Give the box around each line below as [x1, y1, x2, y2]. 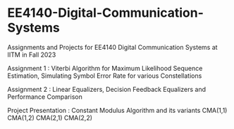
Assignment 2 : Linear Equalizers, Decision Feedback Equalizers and [7, 85, 207, 93]
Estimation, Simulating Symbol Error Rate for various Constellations [7, 72, 202, 80]
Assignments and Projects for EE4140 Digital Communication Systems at [7, 43, 218, 51]
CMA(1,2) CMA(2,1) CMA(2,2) [7, 114, 93, 122]
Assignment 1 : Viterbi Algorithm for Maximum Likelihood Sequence [7, 64, 203, 72]
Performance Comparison [7, 93, 82, 101]
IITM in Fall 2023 [7, 50, 56, 59]
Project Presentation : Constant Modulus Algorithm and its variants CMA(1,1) [7, 106, 228, 114]
